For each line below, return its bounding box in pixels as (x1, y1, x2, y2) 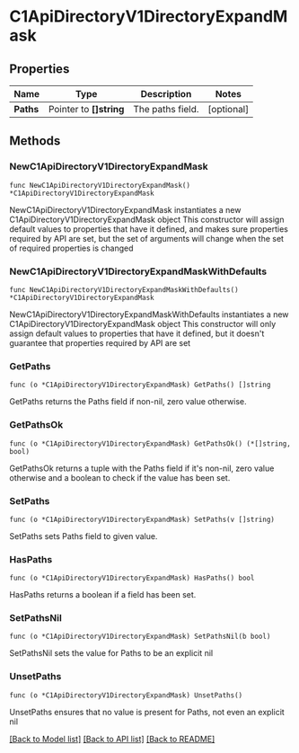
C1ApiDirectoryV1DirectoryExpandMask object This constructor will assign (9, 214, 285, 225)
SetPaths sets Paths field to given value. (9, 530, 158, 541)
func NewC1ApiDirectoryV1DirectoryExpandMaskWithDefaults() (9, 285, 240, 294)
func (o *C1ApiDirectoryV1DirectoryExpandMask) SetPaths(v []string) (9, 515, 276, 524)
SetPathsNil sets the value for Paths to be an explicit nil (9, 648, 214, 659)
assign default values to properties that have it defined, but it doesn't (9, 328, 265, 339)
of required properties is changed (9, 243, 134, 253)
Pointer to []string (48, 103, 125, 115)
